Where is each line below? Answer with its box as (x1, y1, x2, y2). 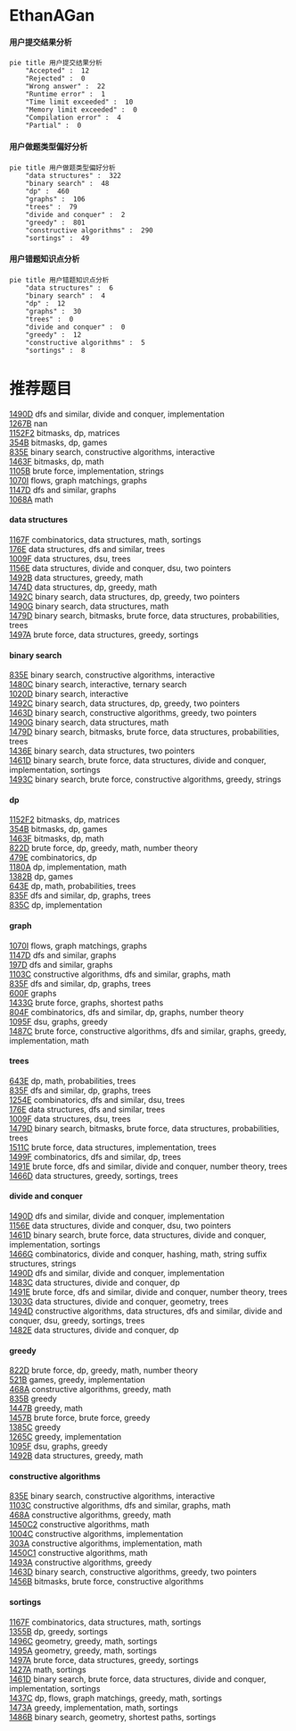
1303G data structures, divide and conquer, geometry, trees (9, 1296, 229, 1307)
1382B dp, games (9, 871, 74, 882)
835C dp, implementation (9, 900, 103, 911)
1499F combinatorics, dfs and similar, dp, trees (9, 1151, 181, 1162)
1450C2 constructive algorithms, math (9, 1519, 150, 1530)
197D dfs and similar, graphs (9, 959, 113, 970)
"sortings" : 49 (25, 233, 90, 242)
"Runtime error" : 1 (25, 90, 105, 99)
